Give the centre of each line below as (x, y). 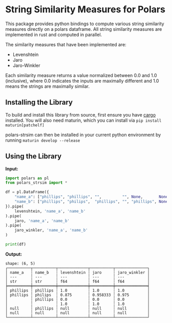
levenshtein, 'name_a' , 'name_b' (50, 211)
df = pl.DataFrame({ (27, 192)
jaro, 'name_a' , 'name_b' (42, 221)
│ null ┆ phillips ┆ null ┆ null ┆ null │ (78, 308)
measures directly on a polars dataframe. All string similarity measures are (84, 29)
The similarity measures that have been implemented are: (66, 44)
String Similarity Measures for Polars (85, 9)
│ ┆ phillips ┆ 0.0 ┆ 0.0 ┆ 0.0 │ (78, 299)
